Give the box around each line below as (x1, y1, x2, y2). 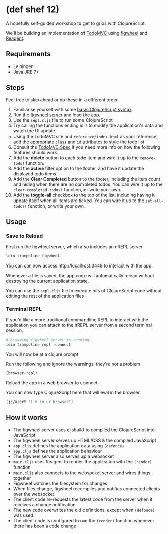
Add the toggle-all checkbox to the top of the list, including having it (13, 192, 155, 198)
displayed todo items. (13, 170, 58, 177)
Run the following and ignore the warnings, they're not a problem (6, 361, 140, 367)
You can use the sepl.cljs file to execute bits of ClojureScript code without (6, 288, 162, 294)
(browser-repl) (6, 371, 38, 376)
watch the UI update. (13, 127, 57, 134)
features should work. (13, 149, 59, 155)
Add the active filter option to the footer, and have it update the (13, 165, 145, 171)
